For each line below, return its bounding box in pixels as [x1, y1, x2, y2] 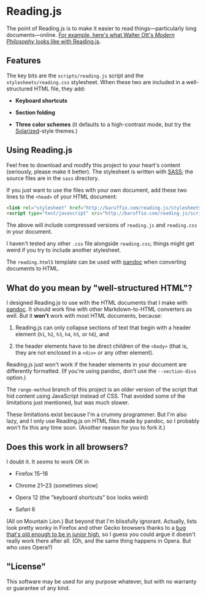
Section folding [15, 109, 55, 116]
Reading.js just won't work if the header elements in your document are [6, 361, 187, 368]
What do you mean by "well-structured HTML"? [6, 283, 193, 293]
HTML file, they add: [34, 85, 86, 92]
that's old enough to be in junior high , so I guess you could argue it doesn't [6, 530, 196, 538]
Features [6, 55, 41, 66]
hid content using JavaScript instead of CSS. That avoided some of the [6, 392, 186, 400]
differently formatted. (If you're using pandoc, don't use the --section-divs [6, 368, 197, 375]
